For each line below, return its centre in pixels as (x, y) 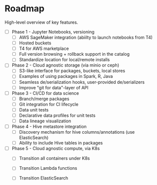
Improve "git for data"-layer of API (54, 87)
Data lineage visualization (45, 121)
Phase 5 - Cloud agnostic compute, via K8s (56, 148)
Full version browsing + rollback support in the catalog (74, 54)
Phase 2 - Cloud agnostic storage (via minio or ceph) (65, 65)
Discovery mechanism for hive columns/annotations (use (77, 132)
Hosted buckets (35, 43)
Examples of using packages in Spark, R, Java (66, 76)
